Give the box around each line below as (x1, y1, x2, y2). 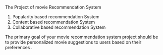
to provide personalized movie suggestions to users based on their (5, 39, 142, 45)
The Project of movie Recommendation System (5, 4, 102, 10)
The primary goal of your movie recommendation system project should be (5, 34, 159, 40)
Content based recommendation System (12, 19, 95, 25)
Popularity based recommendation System (12, 14, 100, 19)
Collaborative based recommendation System (12, 24, 106, 30)
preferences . (5, 45, 33, 50)
